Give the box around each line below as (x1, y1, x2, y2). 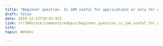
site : (5, 25, 16, 30)
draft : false (5, 12, 32, 16)
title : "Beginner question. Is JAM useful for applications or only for (5, 7, 155, 12)
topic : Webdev (5, 30, 34, 34)
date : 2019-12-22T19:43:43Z (5, 16, 62, 21)
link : (5, 20, 16, 26)
